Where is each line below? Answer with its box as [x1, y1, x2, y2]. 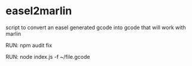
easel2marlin [5, 4, 72, 18]
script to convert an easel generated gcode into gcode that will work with [5, 24, 186, 31]
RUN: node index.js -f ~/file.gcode [5, 53, 90, 60]
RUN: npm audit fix [5, 42, 52, 49]
